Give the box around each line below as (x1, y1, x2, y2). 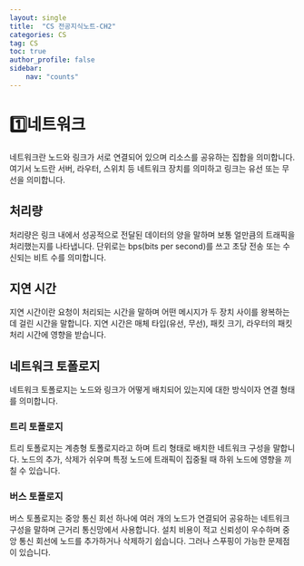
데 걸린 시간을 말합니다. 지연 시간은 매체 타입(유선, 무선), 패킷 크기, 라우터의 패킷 (9, 318, 293, 329)
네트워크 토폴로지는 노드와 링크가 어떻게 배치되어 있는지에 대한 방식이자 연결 (9, 385, 279, 395)
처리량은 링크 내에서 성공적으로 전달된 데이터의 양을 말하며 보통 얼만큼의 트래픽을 (9, 229, 296, 240)
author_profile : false (9, 55, 95, 64)
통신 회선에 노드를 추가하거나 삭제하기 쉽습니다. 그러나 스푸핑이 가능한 (18, 535, 266, 546)
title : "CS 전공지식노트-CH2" (9, 22, 116, 31)
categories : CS (9, 30, 67, 39)
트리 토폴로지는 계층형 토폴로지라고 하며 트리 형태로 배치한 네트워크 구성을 (9, 443, 271, 454)
